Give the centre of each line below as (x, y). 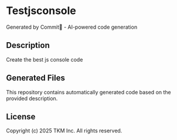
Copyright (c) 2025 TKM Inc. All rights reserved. (64, 131)
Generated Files (36, 78)
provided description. (32, 98)
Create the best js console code (45, 59)
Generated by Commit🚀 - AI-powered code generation (72, 27)
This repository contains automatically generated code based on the (88, 92)
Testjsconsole (41, 11)
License (21, 116)
